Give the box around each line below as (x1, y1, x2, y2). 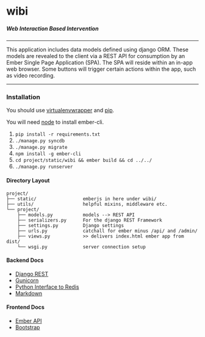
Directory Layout (6, 177, 50, 184)
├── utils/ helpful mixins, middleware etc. (6, 201, 168, 207)
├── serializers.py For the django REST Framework (17, 217, 163, 223)
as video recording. (6, 72, 55, 79)
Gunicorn (15, 277, 39, 284)
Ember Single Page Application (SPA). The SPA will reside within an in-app (6, 59, 193, 67)
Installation (6, 93, 41, 101)
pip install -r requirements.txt (15, 131, 101, 138)
